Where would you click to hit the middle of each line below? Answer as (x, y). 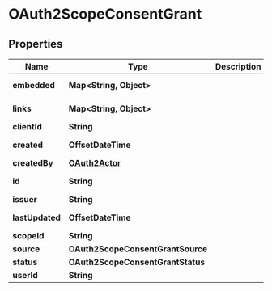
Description (238, 67)
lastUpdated (36, 217)
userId (25, 275)
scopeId (28, 236)
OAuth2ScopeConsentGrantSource (138, 249)
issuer (25, 199)
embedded (34, 85)
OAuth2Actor (95, 163)
